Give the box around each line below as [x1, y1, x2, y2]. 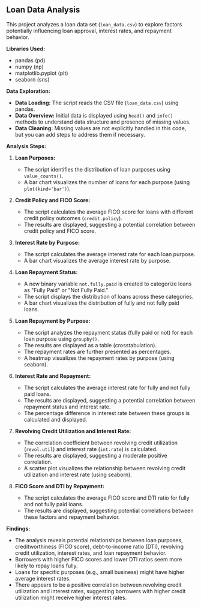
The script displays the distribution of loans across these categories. [23, 293, 194, 300]
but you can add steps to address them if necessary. [14, 131, 145, 138]
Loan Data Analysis [6, 5, 80, 15]
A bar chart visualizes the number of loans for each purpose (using [23, 178, 190, 185]
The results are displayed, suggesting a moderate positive [23, 452, 168, 459]
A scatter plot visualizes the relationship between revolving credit [23, 464, 186, 471]
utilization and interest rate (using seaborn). [23, 471, 132, 478]
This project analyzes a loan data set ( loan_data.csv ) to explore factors [6, 20, 182, 28]
